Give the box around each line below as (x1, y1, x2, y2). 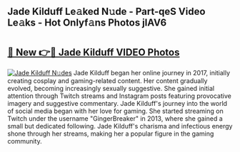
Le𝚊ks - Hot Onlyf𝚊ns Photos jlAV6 (7, 17, 167, 29)
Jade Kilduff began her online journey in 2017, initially (74, 69, 231, 77)
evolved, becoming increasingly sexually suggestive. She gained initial (7, 85, 215, 92)
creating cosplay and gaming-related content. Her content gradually (7, 77, 208, 85)
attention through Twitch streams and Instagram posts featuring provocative (7, 92, 232, 100)
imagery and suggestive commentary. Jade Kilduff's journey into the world (7, 99, 227, 107)
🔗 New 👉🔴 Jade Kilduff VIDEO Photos (7, 46, 180, 58)
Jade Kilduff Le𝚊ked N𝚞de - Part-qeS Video (7, 6, 206, 18)
